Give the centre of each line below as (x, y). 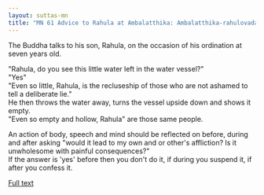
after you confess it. (40, 167)
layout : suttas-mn (38, 15)
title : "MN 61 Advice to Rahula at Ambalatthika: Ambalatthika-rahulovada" (135, 23)
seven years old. (35, 53)
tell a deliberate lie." (40, 94)
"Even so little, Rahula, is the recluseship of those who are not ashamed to (128, 85)
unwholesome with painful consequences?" (79, 151)
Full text (21, 182)
